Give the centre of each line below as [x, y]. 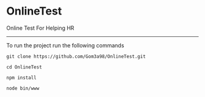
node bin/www [23, 88]
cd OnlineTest [24, 67]
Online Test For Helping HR [40, 28]
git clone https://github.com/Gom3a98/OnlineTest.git [76, 56]
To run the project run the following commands [65, 45]
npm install [21, 78]
